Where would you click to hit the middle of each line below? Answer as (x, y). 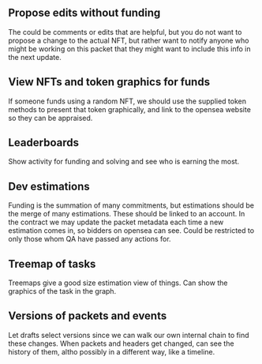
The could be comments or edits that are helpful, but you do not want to (125, 32)
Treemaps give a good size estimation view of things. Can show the (118, 283)
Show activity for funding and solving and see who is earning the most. (124, 162)
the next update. (35, 57)
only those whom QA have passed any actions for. (90, 239)
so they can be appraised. (51, 118)
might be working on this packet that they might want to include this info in (129, 49)
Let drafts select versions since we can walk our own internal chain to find (129, 335)
